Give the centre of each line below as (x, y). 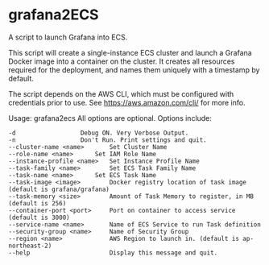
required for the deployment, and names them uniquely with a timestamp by (134, 69)
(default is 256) (37, 203)
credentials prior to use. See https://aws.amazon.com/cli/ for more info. (127, 102)
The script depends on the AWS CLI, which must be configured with (121, 93)
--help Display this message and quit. (113, 253)
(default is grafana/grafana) (59, 189)
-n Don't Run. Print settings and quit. (108, 140)
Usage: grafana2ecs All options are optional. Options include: (110, 118)
